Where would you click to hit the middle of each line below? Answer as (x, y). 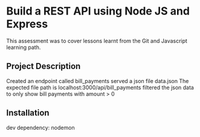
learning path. (24, 47)
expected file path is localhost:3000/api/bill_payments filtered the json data (100, 87)
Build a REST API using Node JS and (98, 11)
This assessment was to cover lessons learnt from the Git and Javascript (97, 41)
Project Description (44, 66)
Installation (28, 113)
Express (27, 24)
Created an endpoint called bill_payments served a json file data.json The (98, 81)
